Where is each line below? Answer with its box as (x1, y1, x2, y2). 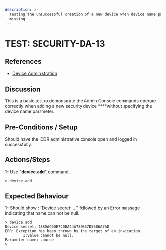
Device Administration (12, 70, 58, 77)
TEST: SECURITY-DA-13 (5, 38, 105, 49)
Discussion (5, 85, 41, 93)
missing (9, 16, 26, 21)
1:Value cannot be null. (23, 233, 74, 238)
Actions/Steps (5, 155, 50, 164)
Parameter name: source (5, 237, 54, 242)
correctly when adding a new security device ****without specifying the (5, 103, 152, 109)
